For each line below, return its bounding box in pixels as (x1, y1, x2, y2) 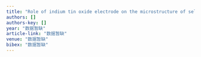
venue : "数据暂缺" (6, 36, 49, 42)
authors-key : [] (6, 20, 47, 26)
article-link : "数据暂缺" (6, 31, 68, 37)
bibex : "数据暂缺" (6, 42, 49, 48)
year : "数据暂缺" (6, 25, 46, 31)
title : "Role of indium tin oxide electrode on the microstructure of (6, 8, 186, 15)
